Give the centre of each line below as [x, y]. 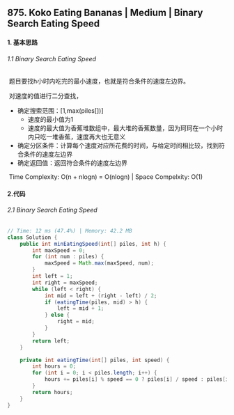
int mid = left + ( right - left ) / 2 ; [101, 296]
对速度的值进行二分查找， [45, 96]
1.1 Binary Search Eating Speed [52, 58]
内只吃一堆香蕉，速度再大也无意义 [77, 137]
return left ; [51, 341]
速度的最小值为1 [50, 120]
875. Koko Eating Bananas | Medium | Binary [105, 13]
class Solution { [32, 237]
